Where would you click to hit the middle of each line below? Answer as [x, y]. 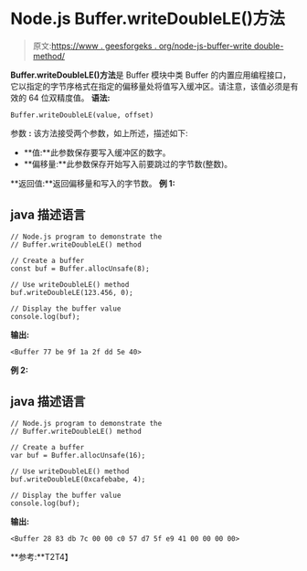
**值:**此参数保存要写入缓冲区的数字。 [97, 153]
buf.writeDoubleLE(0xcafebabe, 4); [78, 479]
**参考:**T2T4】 [42, 556]
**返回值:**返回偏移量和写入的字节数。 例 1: [93, 183]
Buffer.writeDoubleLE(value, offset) [82, 115]
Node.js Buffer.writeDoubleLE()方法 [148, 19]
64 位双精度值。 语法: [69, 98]
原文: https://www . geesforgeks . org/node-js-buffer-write [142, 46]
